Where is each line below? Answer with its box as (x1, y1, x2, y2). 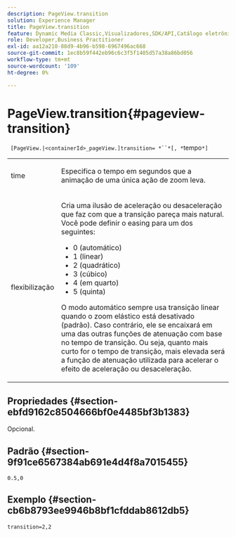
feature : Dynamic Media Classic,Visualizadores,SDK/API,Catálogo (7, 30, 202, 37)
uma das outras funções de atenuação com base (60, 329, 223, 339)
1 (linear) (72, 252, 104, 261)
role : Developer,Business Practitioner (7, 37, 124, 44)
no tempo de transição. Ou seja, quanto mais (60, 338, 209, 348)
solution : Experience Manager (7, 17, 96, 24)
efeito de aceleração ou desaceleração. (60, 364, 192, 374)
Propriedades (7, 395, 68, 407)
